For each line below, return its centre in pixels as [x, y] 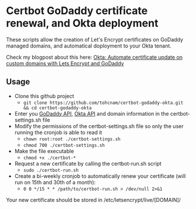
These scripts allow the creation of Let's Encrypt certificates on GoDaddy [94, 39]
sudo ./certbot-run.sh [51, 170]
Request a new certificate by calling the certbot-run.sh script [88, 163]
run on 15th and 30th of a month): [55, 182]
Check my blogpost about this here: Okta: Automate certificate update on [94, 57]
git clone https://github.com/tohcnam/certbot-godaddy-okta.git [103, 103]
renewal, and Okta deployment [82, 23]
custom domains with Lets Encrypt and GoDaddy [65, 63]
